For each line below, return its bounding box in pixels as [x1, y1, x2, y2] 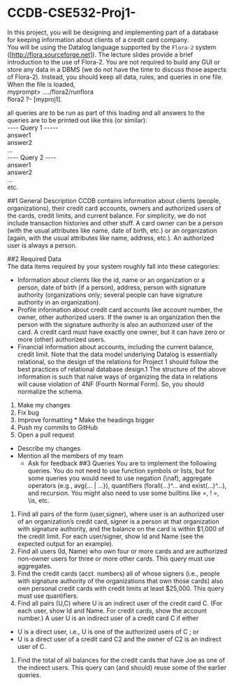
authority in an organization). [17, 297, 101, 306]
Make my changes [17, 400, 71, 409]
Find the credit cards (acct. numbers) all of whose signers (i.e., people [17, 569, 220, 577]
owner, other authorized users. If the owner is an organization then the [17, 313, 221, 321]
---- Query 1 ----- [7, 123, 58, 132]
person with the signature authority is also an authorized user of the [17, 320, 213, 328]
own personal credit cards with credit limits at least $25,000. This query [17, 584, 225, 592]
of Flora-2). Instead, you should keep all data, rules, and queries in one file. [7, 72, 224, 81]
